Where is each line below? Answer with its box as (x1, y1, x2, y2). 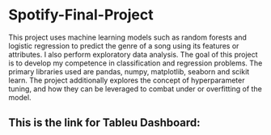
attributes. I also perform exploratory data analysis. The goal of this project (8, 49, 258, 59)
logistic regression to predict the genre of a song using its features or (8, 40, 239, 50)
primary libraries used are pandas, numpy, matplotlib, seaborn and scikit (8, 66, 250, 76)
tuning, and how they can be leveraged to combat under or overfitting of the (8, 83, 263, 94)
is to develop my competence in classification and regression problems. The (8, 58, 263, 68)
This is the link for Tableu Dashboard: (8, 116, 201, 130)
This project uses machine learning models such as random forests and (8, 32, 247, 42)
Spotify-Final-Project (8, 6, 154, 24)
